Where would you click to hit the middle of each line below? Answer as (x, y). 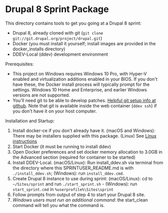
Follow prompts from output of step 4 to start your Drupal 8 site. (79, 194)
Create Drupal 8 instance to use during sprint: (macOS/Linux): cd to (82, 178)
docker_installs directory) (39, 49)
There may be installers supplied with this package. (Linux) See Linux (85, 136)
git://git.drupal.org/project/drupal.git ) (57, 38)
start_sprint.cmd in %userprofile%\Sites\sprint (63, 189)
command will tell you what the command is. (58, 205)
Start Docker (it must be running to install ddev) (62, 146)
